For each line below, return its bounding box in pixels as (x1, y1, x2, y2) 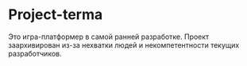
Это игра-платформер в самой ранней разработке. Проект (8, 32, 210, 41)
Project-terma (8, 6, 103, 24)
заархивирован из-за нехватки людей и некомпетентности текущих (8, 40, 240, 49)
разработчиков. (8, 49, 62, 58)
